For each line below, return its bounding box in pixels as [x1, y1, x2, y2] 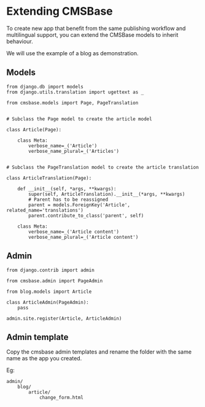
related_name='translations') [6, 207, 84, 213]
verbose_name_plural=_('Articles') [28, 148, 120, 154]
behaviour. [6, 37, 34, 45]
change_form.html [39, 395, 84, 401]
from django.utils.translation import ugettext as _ [6, 89, 144, 95]
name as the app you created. [6, 355, 82, 362]
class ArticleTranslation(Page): [6, 175, 92, 181]
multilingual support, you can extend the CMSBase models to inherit [6, 31, 179, 38]
